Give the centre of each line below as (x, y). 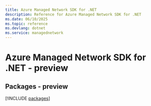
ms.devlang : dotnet (25, 28)
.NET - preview (37, 68)
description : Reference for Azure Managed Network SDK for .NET (73, 14)
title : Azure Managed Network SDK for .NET (51, 10)
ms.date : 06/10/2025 (27, 19)
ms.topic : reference (27, 24)
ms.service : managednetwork (34, 33)
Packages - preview (37, 86)
